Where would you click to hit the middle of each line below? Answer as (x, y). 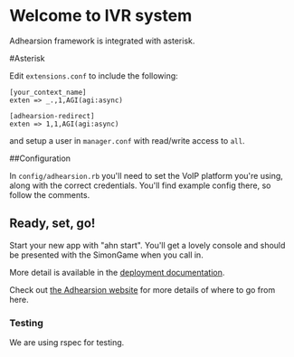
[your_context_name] (48, 92)
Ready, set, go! (52, 224)
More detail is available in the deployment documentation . (117, 272)
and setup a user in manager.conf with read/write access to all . (128, 140)
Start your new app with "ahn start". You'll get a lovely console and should (147, 245)
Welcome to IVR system (101, 16)
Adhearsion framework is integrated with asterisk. (102, 41)
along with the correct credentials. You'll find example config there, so (140, 185)
